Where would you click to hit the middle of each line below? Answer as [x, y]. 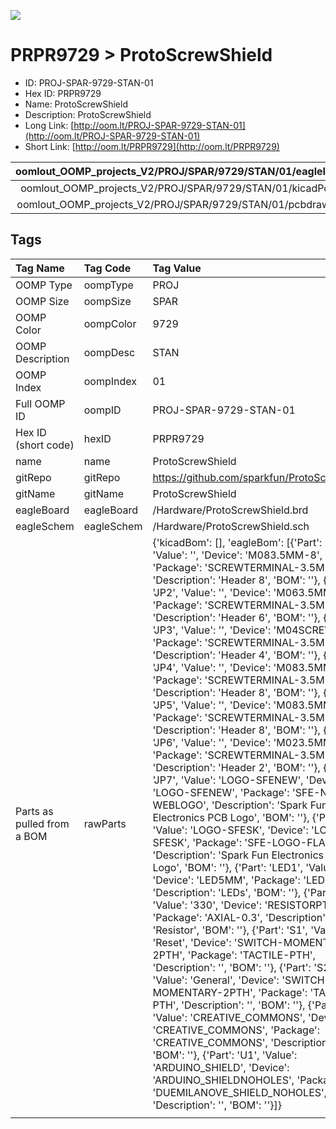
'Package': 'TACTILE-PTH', [251, 955]
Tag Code [107, 268]
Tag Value [177, 268]
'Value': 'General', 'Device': [216, 980]
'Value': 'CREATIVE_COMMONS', [229, 1017]
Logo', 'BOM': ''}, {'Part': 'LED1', [228, 867]
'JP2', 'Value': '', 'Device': [212, 592]
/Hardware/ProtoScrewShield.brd [230, 510]
